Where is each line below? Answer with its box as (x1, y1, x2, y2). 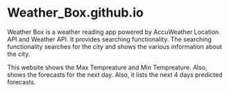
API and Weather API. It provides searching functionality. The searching (7, 35, 212, 43)
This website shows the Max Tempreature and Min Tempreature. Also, (7, 63, 207, 71)
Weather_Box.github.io (7, 5, 144, 21)
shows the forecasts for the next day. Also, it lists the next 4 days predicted (7, 71, 223, 79)
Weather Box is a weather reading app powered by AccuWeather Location (7, 28, 219, 36)
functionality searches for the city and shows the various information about (7, 42, 222, 50)
